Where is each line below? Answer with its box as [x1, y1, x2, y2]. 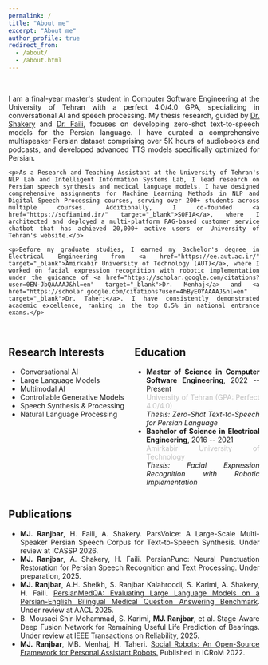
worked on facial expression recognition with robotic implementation [8, 266, 260, 274]
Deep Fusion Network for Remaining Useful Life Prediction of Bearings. [19, 622, 260, 631]
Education [134, 345, 187, 360]
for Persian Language [146, 417, 218, 428]
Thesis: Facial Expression [146, 460, 260, 470]
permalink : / [8, 11, 52, 20]
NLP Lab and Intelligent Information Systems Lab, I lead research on [8, 175, 260, 184]
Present [146, 384, 172, 393]
